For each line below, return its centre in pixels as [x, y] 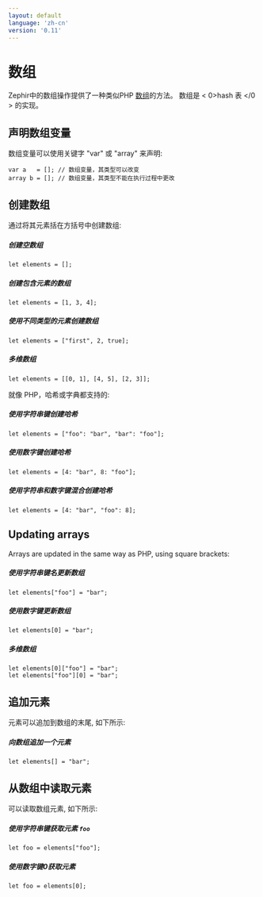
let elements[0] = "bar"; [51, 631]
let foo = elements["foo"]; [55, 848]
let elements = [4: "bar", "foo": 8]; [72, 510]
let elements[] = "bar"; [49, 762]
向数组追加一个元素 [40, 742]
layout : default [35, 15]
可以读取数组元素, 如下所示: [53, 809]
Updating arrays [49, 535]
